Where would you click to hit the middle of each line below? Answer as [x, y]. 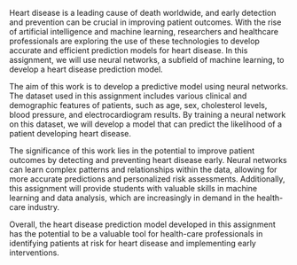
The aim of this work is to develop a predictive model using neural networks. [149, 86]
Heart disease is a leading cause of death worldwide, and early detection [143, 13]
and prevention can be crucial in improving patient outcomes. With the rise [145, 22]
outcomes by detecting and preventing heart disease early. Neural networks [148, 160]
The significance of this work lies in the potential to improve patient [132, 151]
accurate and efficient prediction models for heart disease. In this [129, 51]
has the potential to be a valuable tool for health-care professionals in [136, 234]
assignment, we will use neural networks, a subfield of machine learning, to [147, 60]
